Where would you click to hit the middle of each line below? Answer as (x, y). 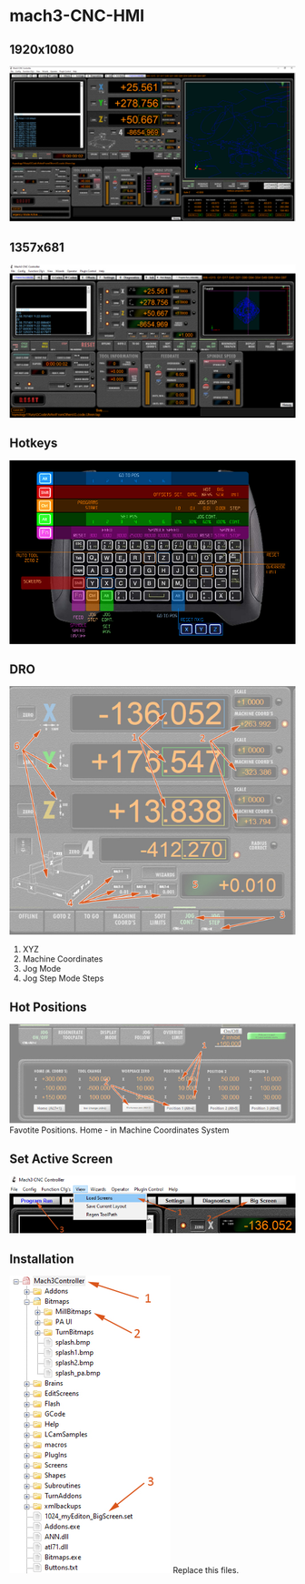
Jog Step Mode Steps (63, 978)
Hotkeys (34, 444)
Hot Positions (49, 1007)
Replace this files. (205, 1570)
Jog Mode (42, 969)
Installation (42, 1259)
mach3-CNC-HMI (77, 16)
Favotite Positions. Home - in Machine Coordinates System (119, 1130)
